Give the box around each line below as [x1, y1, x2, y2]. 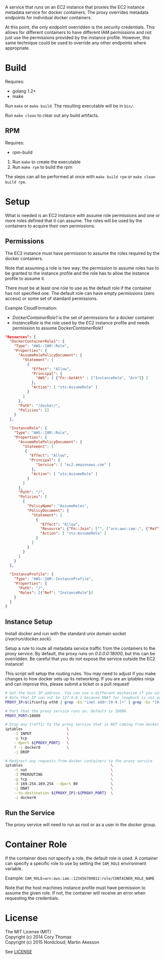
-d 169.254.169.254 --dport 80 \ [14, 781, 113, 786]
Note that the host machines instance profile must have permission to [5, 885, 146, 891]
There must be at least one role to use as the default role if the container [5, 285, 152, 291]
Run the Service [5, 808, 55, 817]
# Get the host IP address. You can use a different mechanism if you [5, 691, 153, 696]
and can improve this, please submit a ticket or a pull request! [5, 681, 130, 687]
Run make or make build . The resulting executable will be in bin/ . [5, 103, 135, 109]
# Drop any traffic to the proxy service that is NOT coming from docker [5, 722, 160, 727]
